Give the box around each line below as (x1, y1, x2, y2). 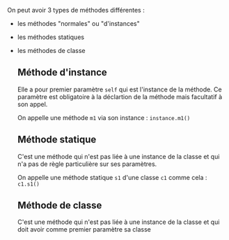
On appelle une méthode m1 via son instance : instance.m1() (17, 113, 191, 121)
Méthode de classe (17, 200, 102, 211)
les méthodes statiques (17, 33, 85, 41)
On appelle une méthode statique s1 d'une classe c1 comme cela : (17, 173, 207, 181)
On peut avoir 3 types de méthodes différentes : (7, 6, 145, 14)
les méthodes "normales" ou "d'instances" (17, 20, 141, 27)
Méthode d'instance (17, 66, 108, 79)
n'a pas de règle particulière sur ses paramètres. (17, 160, 157, 168)
